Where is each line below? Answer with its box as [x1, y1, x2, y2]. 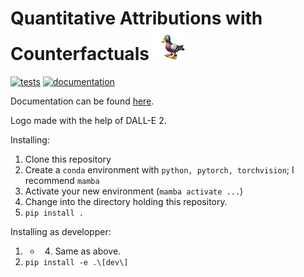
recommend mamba [24, 174, 100, 186]
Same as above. [54, 245, 122, 257]
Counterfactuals [10, 43, 150, 66]
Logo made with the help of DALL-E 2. [10, 114, 167, 126]
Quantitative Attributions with [10, 7, 263, 30]
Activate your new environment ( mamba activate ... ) [24, 185, 244, 197]
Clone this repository [24, 153, 112, 165]
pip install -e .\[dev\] [24, 257, 129, 267]
